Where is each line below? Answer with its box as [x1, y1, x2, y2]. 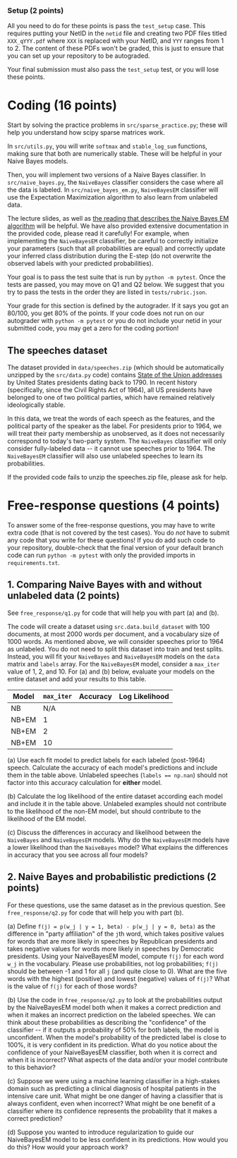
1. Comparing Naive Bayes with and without [7, 579, 202, 591]
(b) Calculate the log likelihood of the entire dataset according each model [7, 792, 224, 800]
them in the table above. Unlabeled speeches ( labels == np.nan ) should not [7, 771, 228, 779]
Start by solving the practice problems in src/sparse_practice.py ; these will [7, 121, 228, 129]
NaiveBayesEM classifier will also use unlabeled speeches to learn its [7, 452, 203, 461]
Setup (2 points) [7, 6, 64, 16]
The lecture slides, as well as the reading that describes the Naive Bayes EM [7, 214, 229, 223]
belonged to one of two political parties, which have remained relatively [7, 394, 215, 402]
